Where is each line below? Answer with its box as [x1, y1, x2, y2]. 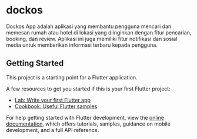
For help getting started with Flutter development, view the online [6, 114, 165, 121]
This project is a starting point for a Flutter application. [6, 74, 138, 81]
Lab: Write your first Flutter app [14, 96, 91, 103]
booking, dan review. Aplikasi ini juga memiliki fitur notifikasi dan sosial [6, 35, 178, 42]
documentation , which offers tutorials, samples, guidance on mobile [6, 120, 171, 127]
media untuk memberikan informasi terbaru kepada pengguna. [6, 41, 158, 48]
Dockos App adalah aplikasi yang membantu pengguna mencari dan [6, 23, 172, 30]
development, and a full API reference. [6, 126, 99, 133]
